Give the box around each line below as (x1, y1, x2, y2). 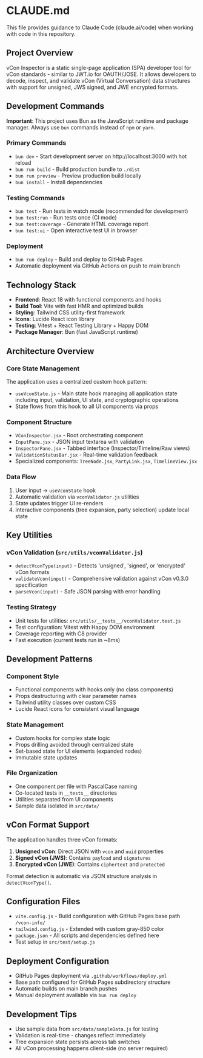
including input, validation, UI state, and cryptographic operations (15, 396, 179, 403)
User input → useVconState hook (15, 486, 96, 494)
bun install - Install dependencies (15, 178, 103, 185)
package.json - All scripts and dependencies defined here (15, 932, 159, 939)
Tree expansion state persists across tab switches (15, 1038, 141, 1046)
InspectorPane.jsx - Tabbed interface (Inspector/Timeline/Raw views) (15, 444, 190, 452)
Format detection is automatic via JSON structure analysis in (6, 872, 158, 879)
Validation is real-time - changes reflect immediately (15, 1032, 146, 1039)
